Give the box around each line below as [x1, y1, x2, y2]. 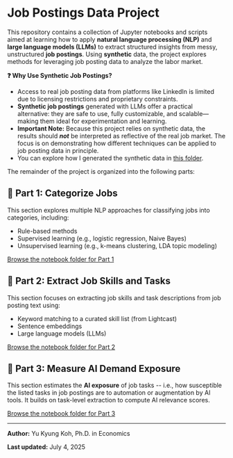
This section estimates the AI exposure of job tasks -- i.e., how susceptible [7, 381, 223, 390]
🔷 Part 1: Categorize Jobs [7, 188, 118, 199]
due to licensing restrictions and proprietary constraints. [17, 95, 178, 103]
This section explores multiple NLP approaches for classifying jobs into [7, 206, 210, 214]
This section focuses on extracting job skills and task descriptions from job [7, 293, 221, 302]
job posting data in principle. [17, 146, 99, 154]
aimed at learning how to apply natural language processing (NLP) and [7, 35, 212, 43]
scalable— [179, 109, 209, 117]
